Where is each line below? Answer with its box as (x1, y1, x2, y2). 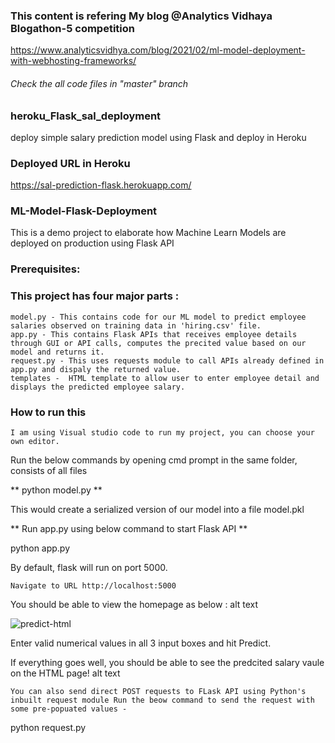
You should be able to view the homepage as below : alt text (10, 598, 259, 610)
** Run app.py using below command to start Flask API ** (10, 522, 248, 534)
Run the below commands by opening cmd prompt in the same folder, (10, 454, 298, 466)
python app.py (10, 542, 71, 554)
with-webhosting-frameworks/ (10, 55, 137, 67)
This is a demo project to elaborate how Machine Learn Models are (10, 227, 287, 239)
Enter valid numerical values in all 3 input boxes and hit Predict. (10, 637, 272, 649)
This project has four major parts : (10, 289, 180, 303)
